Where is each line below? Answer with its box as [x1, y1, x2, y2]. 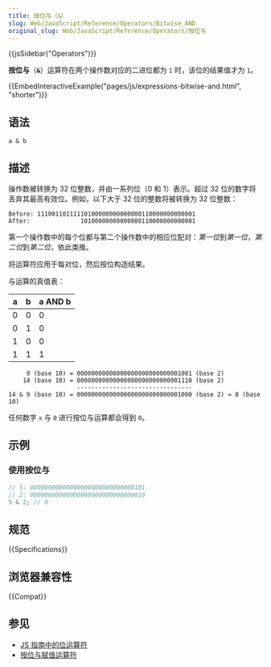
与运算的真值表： [8, 277, 65, 286]
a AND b [39, 296, 72, 307]
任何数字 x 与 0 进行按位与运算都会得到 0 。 [8, 413, 150, 422]
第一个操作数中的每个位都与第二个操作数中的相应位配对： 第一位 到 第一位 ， [8, 233, 255, 241]
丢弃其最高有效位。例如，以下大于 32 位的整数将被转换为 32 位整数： [8, 194, 239, 204]
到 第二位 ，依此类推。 [23, 242, 93, 252]
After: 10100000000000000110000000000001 [8, 217, 196, 225]
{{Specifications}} [8, 545, 68, 554]
